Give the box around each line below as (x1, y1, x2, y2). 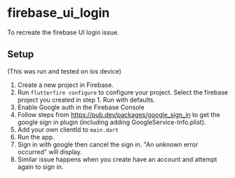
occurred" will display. (17, 147, 83, 156)
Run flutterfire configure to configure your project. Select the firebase (17, 88, 229, 96)
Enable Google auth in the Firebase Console (17, 103, 145, 111)
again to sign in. (17, 163, 64, 171)
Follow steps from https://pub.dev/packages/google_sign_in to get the (17, 110, 220, 118)
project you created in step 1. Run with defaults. (17, 95, 156, 104)
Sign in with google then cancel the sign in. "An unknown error (17, 140, 199, 149)
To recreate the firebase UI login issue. (7, 28, 119, 36)
